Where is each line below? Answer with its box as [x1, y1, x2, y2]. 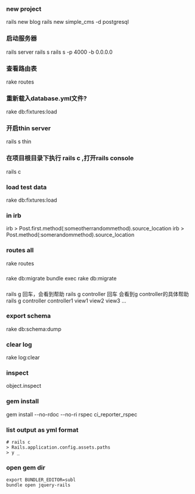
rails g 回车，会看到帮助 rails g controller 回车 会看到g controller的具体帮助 [6, 290, 189, 297]
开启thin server [6, 124, 51, 132]
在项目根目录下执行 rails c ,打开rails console [6, 154, 134, 162]
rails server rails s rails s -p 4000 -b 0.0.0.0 [6, 48, 113, 55]
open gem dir [6, 463, 46, 471]
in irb [6, 211, 22, 220]
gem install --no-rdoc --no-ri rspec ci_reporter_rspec [6, 410, 138, 418]
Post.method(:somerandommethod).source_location [6, 231, 135, 239]
